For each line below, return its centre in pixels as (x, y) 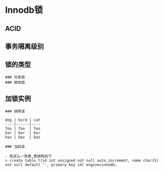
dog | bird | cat (23, 120)
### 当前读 (15, 146)
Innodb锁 (24, 10)
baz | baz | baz (23, 137)
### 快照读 (15, 111)
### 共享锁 (15, 77)
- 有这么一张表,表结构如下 (29, 156)
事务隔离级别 (24, 46)
